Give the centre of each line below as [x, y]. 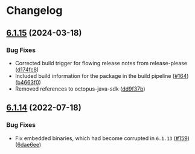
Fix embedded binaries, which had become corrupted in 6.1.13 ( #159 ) [102, 138]
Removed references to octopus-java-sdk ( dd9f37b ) [80, 89]
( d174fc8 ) [27, 69]
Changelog [34, 11]
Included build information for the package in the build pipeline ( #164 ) [102, 75]
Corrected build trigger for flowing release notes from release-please [101, 63]
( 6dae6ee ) [28, 144]
